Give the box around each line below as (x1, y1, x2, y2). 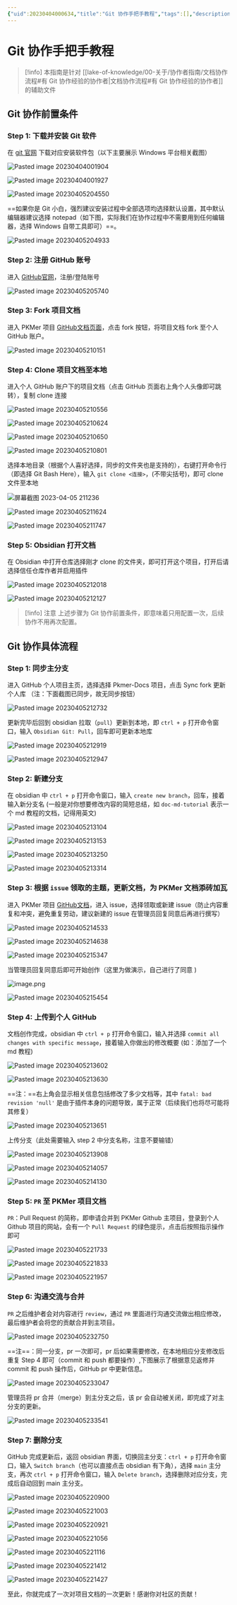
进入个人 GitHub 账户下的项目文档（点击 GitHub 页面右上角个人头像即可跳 (7, 382, 222, 391)
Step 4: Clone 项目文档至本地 (7, 365, 107, 374)
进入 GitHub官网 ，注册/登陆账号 (7, 273, 100, 281)
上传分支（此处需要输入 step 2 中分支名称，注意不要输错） (7, 1136, 178, 1144)
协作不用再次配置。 (24, 617, 81, 626)
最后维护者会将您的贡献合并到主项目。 (7, 1318, 119, 1327)
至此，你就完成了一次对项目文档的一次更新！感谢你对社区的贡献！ (7, 1589, 199, 1598)
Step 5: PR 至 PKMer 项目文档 (7, 1196, 107, 1206)
